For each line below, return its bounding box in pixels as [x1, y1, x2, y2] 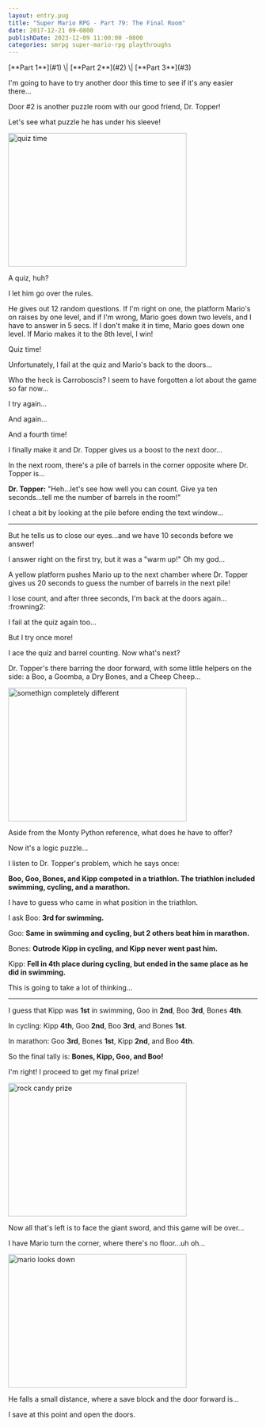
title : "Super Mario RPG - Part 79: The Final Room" [8, 19, 186, 27]
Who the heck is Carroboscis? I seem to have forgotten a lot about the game [8, 376, 257, 385]
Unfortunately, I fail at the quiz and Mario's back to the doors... [8, 360, 212, 369]
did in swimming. [8, 967, 66, 977]
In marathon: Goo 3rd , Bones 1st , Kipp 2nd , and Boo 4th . [8, 1036, 195, 1046]
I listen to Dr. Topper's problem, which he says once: [8, 859, 180, 868]
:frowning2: [8, 602, 46, 612]
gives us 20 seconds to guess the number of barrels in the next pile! [8, 578, 231, 588]
